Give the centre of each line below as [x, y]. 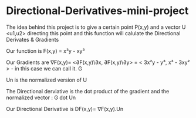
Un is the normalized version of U [46, 80]
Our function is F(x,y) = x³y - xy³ [45, 50]
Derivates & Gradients [33, 39]
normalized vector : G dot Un [41, 97]
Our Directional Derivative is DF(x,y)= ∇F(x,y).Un [65, 109]
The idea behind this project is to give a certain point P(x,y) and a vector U [96, 27]
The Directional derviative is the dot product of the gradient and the [88, 91]
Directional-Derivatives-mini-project [97, 11]
